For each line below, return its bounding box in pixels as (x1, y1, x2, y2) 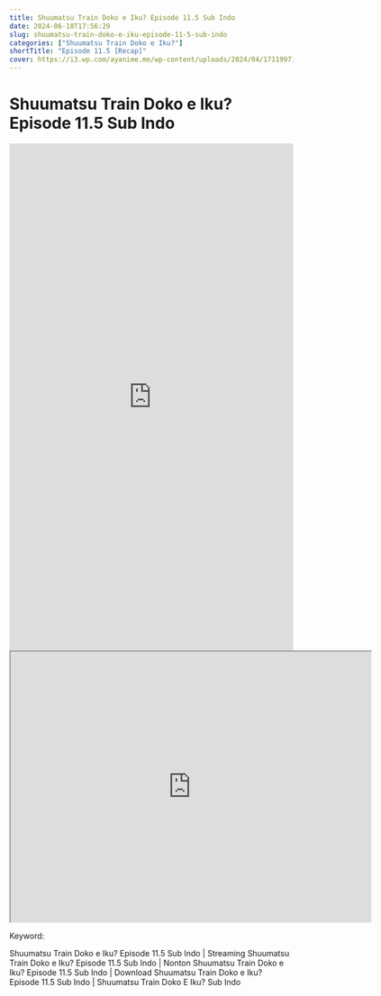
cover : (9, 55, 34, 64)
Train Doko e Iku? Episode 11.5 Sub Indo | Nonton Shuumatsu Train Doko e (9, 957, 285, 968)
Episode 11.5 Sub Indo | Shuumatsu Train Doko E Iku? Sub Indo (9, 976, 241, 987)
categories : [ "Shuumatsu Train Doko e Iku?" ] (9, 38, 183, 48)
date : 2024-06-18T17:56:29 (9, 22, 111, 31)
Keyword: (9, 930, 45, 941)
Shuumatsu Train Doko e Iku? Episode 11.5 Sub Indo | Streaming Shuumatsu (9, 947, 290, 958)
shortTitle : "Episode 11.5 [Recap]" (9, 47, 147, 56)
